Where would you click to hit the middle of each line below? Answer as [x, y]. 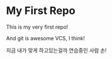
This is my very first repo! [37, 27]
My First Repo [41, 11]
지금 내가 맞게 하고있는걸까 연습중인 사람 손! [57, 50]
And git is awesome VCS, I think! [46, 38]
